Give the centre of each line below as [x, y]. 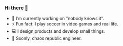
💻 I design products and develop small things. [58, 31]
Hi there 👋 [17, 8]
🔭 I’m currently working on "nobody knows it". [58, 19]
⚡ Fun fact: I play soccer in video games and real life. [65, 24]
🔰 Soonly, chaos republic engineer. [47, 38]
